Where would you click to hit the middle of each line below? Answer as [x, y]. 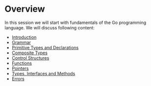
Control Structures [30, 58]
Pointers [20, 68]
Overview [25, 9]
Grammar [21, 42]
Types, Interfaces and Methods [44, 73]
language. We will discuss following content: [49, 27]
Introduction [24, 37]
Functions [22, 63]
